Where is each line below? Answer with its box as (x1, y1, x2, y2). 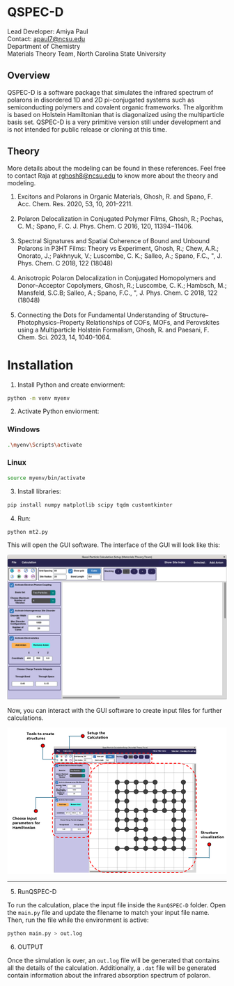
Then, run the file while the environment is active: (7, 916, 149, 924)
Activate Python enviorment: (17, 407, 100, 415)
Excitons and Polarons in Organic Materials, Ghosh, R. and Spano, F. (17, 192, 213, 201)
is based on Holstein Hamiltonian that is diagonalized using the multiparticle (7, 110, 225, 118)
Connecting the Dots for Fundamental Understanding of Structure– (17, 311, 209, 319)
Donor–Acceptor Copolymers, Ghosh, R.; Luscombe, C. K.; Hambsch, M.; (17, 281, 227, 289)
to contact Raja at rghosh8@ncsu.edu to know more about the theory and (7, 171, 218, 180)
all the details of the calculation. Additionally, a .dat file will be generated (7, 964, 217, 972)
